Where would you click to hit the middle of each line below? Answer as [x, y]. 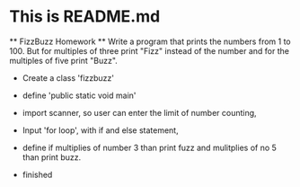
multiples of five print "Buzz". [64, 60]
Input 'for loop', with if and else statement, [100, 130]
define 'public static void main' [79, 95]
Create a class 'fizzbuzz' [68, 77]
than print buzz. [52, 157]
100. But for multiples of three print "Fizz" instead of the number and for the [150, 50]
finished [37, 174]
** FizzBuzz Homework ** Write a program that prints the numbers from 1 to [150, 41]
